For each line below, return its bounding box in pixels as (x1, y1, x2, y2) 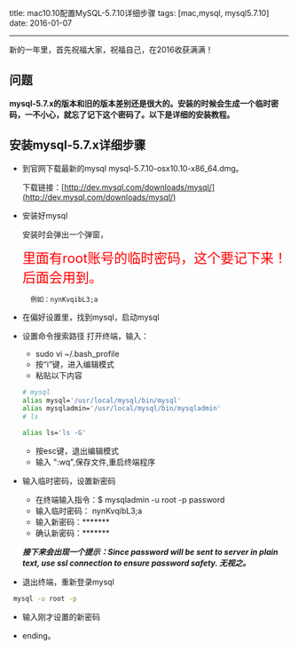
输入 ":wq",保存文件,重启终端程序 (35, 456, 156, 467)
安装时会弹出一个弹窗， (21, 229, 108, 240)
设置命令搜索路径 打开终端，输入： (21, 330, 149, 341)
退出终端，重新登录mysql (21, 576, 115, 587)
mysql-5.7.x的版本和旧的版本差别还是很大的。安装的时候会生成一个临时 (9, 98, 271, 108)
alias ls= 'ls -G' (21, 429, 87, 438)
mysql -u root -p (12, 594, 77, 603)
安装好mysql (21, 210, 68, 220)
